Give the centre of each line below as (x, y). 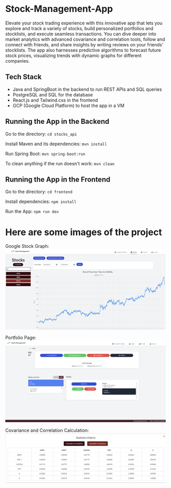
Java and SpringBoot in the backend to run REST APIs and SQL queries (87, 89)
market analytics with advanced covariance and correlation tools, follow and (85, 39)
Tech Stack (23, 77)
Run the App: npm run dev (32, 212)
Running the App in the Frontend (58, 179)
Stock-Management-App (59, 9)
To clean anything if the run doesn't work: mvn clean (60, 163)
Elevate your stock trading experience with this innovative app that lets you (84, 23)
